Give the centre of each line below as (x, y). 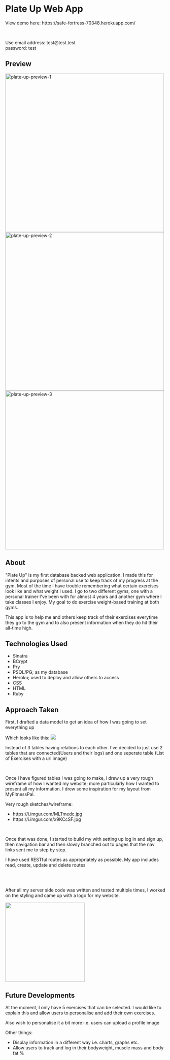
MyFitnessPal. (20, 794)
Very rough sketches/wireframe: (39, 804)
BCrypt (20, 661)
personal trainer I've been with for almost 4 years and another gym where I (83, 597)
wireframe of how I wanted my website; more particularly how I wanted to (82, 784)
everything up (20, 727)
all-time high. (19, 628)
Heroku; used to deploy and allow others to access (66, 678)
